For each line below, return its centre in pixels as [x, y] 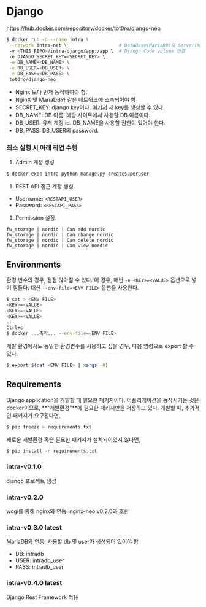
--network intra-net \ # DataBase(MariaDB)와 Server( [103, 45]
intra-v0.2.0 [25, 497]
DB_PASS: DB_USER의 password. [57, 130]
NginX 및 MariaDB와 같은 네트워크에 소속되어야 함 [75, 99]
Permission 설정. [36, 218]
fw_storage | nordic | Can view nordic [57, 246]
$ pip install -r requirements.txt [52, 451]
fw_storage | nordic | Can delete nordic [60, 241]
